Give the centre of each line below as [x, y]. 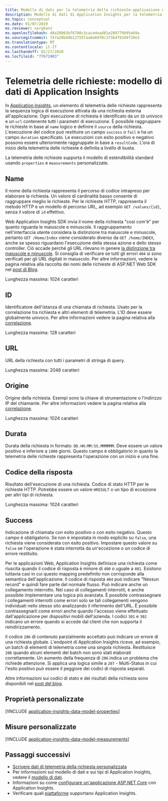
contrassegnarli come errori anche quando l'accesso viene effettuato [76, 611]
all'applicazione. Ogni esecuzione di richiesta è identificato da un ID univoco [84, 116]
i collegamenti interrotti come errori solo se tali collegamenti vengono [77, 600]
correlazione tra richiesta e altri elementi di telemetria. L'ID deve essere [78, 312]
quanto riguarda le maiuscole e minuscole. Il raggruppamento [68, 227]
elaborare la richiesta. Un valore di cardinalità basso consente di [71, 196]
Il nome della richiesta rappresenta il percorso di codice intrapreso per [77, 191]
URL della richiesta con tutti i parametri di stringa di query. [65, 360]
